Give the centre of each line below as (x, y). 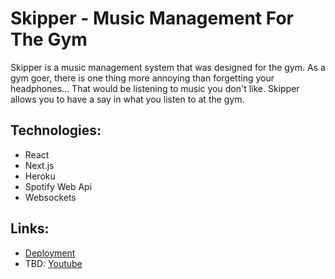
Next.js (39, 165)
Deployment (50, 253)
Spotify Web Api (58, 186)
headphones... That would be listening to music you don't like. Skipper (155, 88)
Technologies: (56, 130)
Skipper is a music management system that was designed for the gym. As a (168, 67)
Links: (30, 228)
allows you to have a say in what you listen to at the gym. (127, 99)
